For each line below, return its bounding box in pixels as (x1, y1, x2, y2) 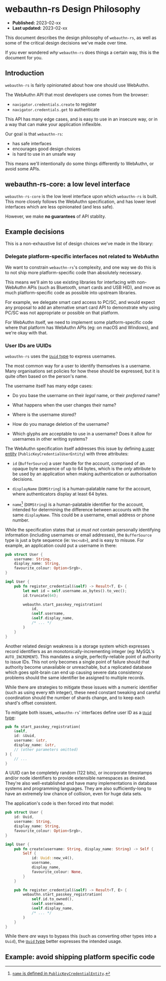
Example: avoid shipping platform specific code (5, 952, 155, 961)
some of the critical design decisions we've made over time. (5, 40, 127, 45)
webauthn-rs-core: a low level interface (5, 180, 130, 189)
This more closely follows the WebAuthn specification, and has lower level (5, 199, 156, 204)
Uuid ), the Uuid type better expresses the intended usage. (5, 939, 123, 944)
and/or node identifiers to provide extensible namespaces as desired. (5, 775, 147, 781)
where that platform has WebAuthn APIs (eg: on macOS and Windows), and (5, 325, 159, 330)
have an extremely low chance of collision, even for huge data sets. (5, 791, 142, 797)
